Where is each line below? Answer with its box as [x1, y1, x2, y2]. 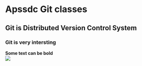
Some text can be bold [5, 50, 53, 56]
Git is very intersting [5, 39, 56, 46]
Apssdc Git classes [5, 4, 88, 15]
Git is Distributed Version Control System [5, 24, 137, 32]
